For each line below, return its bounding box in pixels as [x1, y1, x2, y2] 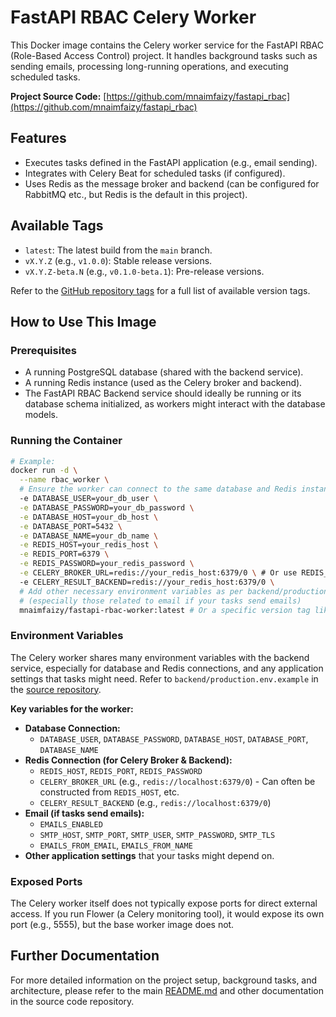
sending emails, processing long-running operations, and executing [10, 60, 289, 72]
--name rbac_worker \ [19, 475, 110, 485]
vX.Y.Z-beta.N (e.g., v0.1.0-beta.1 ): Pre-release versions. [24, 265, 265, 277]
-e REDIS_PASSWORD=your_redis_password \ [19, 559, 195, 569]
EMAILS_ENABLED [39, 819, 103, 830]
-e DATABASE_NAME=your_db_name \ [19, 531, 159, 541]
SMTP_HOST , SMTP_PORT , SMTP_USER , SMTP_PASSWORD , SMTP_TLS [39, 828, 276, 840]
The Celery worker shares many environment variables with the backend [10, 651, 310, 663]
